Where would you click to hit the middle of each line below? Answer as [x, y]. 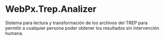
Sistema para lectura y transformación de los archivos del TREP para [76, 23]
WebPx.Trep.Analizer [51, 9]
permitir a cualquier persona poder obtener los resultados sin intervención [82, 28]
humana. [14, 33]
